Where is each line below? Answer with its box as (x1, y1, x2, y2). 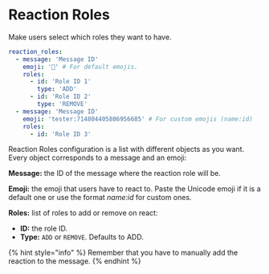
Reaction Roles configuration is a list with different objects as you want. (8, 145, 245, 154)
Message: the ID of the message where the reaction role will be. (8, 169, 222, 178)
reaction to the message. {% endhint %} (8, 256, 142, 266)
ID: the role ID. (19, 223, 68, 234)
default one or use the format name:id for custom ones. (8, 193, 192, 202)
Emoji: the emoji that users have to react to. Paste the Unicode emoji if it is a (8, 184, 261, 194)
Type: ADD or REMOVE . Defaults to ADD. (19, 232, 145, 242)
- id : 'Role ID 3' (29, 130, 92, 138)
